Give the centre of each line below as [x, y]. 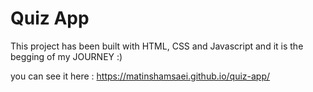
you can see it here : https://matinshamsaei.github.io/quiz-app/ [140, 76]
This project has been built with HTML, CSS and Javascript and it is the [157, 46]
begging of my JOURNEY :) [66, 56]
